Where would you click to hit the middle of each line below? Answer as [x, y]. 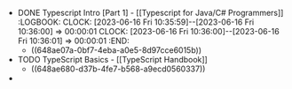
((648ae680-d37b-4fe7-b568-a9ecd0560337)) [118, 69]
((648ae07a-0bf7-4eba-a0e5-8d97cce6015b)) [116, 50]
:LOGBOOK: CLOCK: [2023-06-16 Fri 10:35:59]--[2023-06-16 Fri [136, 22]
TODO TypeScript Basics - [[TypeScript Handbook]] [113, 59]
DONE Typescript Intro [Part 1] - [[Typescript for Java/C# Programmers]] [150, 13]
